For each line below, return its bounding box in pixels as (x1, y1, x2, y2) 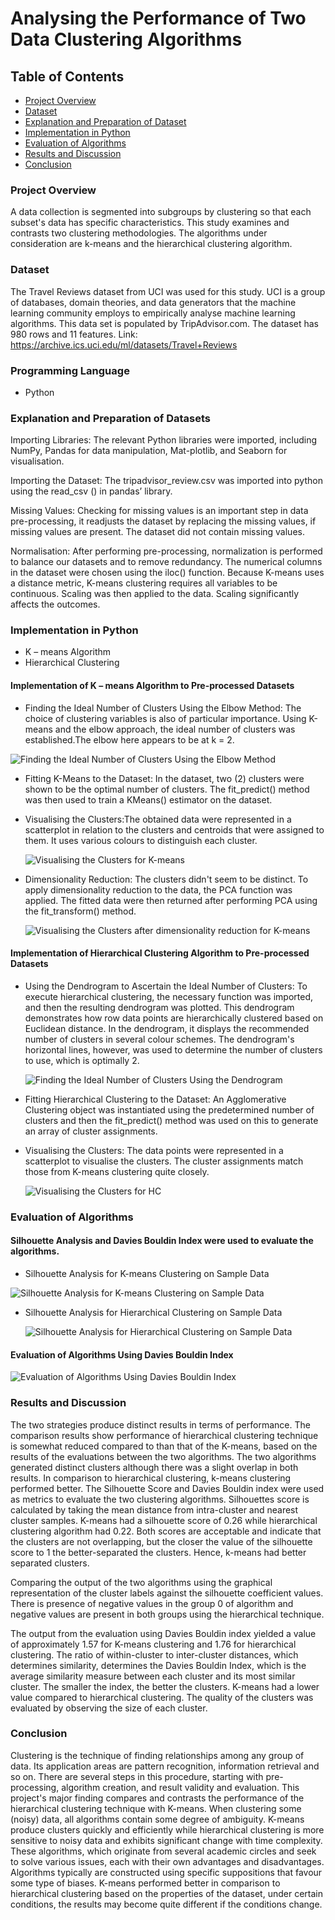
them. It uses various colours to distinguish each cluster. (24, 834, 258, 846)
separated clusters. (10, 1557, 90, 1569)
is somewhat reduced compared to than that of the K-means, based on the (10, 1440, 318, 1452)
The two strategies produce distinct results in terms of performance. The (10, 1418, 311, 1431)
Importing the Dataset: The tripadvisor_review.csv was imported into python (10, 475, 323, 487)
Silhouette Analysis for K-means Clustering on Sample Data (24, 1268, 270, 1280)
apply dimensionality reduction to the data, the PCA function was (24, 883, 293, 896)
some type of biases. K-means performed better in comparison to (10, 1877, 281, 1889)
